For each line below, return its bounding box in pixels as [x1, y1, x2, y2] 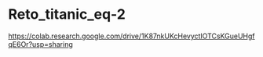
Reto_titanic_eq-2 [8, 5, 126, 23]
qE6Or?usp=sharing [8, 39, 73, 48]
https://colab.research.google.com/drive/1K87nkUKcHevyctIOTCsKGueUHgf [8, 31, 255, 41]
